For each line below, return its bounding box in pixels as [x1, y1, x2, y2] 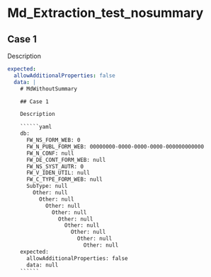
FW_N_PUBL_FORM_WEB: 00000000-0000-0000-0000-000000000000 [25, 143, 204, 150]
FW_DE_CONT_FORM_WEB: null [25, 156, 106, 163]
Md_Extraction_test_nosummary [7, 5, 204, 21]
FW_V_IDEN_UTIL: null [25, 170, 91, 177]
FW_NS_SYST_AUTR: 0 [25, 163, 84, 170]
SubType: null [25, 182, 69, 190]
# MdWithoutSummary [20, 85, 78, 93]
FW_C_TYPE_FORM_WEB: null [25, 176, 103, 183]
